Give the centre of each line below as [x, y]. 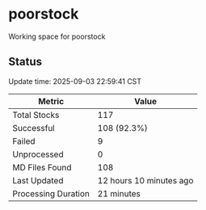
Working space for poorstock [57, 36]
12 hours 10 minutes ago [145, 180]
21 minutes [119, 193]
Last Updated [38, 180]
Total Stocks [36, 115]
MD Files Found [42, 167]
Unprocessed [38, 154]
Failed [24, 141]
